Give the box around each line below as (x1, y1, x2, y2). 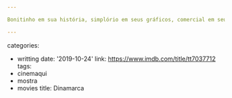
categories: (7, 41, 39, 49)
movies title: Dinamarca (17, 84, 84, 92)
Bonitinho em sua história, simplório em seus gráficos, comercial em (7, 16, 215, 23)
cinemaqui (17, 69, 47, 77)
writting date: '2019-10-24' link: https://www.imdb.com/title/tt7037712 (17, 55, 216, 63)
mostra (17, 77, 38, 85)
